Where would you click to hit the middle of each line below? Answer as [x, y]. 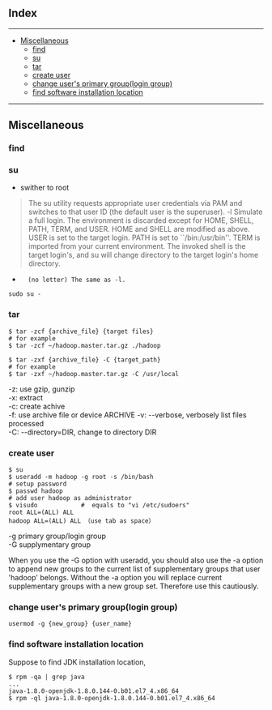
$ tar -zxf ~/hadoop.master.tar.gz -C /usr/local [94, 374]
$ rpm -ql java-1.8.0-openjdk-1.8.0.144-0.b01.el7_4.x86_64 [112, 698]
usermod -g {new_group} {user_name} [70, 624]
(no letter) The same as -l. [77, 280]
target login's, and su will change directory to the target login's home [143, 255]
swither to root [45, 188]
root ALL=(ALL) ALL [41, 513]
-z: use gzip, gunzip [42, 389]
